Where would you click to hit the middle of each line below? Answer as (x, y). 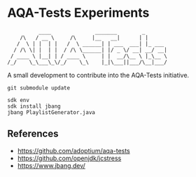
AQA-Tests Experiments (78, 13)
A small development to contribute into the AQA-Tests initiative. (98, 75)
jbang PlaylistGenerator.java (51, 112)
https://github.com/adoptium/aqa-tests (74, 150)
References (33, 134)
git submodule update (39, 88)
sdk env (19, 100)
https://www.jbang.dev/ (51, 165)
